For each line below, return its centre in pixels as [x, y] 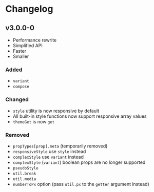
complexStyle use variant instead [48, 157]
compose [21, 87]
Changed [17, 99]
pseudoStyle [25, 168]
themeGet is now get [34, 121]
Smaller [21, 56]
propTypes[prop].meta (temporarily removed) [60, 146]
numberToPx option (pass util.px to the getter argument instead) [81, 184]
